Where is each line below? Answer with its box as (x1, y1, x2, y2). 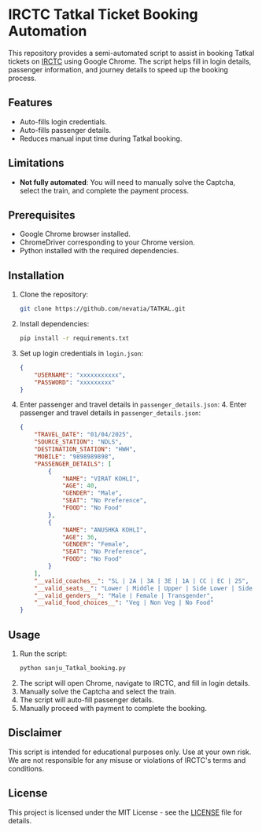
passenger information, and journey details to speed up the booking (8, 64, 228, 74)
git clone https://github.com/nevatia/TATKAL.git (19, 305, 186, 313)
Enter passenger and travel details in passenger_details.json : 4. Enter (19, 399, 247, 410)
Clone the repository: (19, 289, 89, 300)
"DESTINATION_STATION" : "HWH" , (34, 446, 137, 454)
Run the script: (19, 649, 68, 658)
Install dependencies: (19, 319, 90, 329)
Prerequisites (8, 208, 76, 222)
